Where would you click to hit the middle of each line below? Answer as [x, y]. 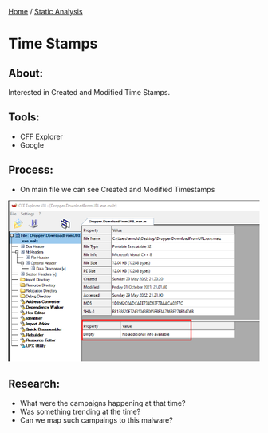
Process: [31, 170]
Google [32, 145]
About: [26, 73]
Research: [34, 384]
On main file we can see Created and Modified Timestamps [117, 189]
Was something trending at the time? [80, 411]
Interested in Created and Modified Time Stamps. [89, 92]
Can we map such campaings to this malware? [96, 420]
